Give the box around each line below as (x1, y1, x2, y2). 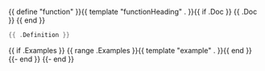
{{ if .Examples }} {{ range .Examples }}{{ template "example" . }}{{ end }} (8, 45, 252, 55)
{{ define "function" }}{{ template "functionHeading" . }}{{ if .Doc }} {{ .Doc (8, 7, 258, 16)
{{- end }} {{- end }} (8, 54, 75, 64)
